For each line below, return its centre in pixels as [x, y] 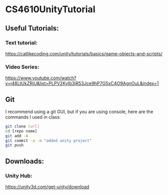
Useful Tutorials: [32, 28]
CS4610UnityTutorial [50, 9]
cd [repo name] [21, 131]
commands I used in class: [33, 117]
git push [14, 145]
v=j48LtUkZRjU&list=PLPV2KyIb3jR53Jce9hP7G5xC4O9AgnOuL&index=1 [82, 83]
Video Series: [22, 67]
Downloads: [25, 161]
